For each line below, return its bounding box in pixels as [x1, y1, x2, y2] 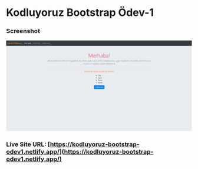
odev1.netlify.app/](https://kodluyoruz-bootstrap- [6, 148, 154, 155]
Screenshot [6, 27, 40, 35]
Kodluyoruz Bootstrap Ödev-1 [6, 6, 154, 19]
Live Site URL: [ [6, 140, 51, 148]
